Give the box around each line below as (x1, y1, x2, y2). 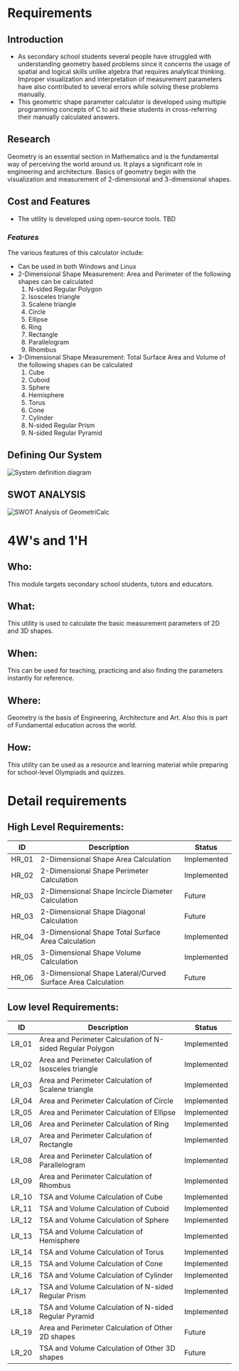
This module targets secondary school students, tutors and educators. (7, 579, 214, 588)
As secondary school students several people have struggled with (17, 52, 212, 61)
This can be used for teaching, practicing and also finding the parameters (7, 666, 223, 675)
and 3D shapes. (7, 626, 54, 635)
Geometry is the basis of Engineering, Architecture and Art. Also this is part (7, 713, 228, 722)
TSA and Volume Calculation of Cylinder (38, 1270, 174, 1280)
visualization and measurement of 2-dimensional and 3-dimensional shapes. (7, 174, 232, 183)
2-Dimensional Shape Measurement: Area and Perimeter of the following (17, 269, 231, 278)
